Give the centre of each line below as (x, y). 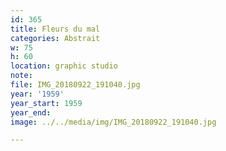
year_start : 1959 (46, 103)
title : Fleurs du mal (55, 29)
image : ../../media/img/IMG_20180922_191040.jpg (113, 122)
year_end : (31, 112)
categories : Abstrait (55, 38)
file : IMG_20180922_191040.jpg (75, 85)
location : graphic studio (64, 66)
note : (21, 76)
